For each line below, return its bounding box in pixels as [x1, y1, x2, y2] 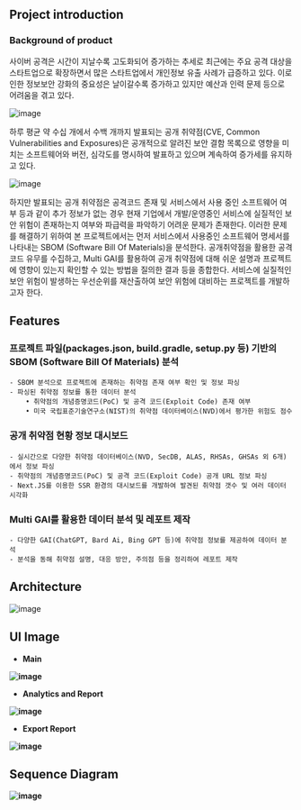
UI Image [9, 630, 60, 645]
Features [9, 314, 60, 329]
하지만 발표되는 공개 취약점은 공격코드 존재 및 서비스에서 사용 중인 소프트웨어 [9, 196, 279, 207]
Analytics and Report [22, 688, 103, 699]
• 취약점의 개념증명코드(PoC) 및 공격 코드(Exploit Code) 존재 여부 [25, 397, 252, 406]
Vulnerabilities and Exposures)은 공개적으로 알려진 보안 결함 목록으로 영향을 [9, 137, 280, 148]
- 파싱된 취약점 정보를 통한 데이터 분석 [9, 387, 137, 397]
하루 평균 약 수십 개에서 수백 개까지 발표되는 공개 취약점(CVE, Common [9, 126, 261, 137]
